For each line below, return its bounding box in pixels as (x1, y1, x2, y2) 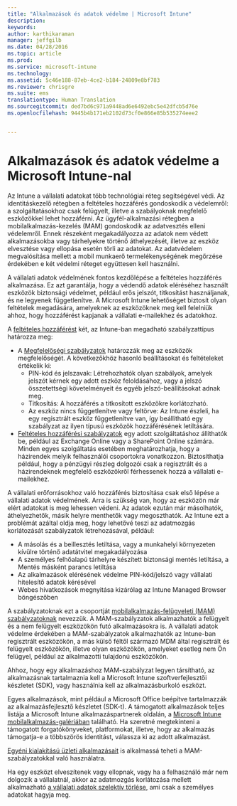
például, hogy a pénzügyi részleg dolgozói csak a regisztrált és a (17, 460, 208, 468)
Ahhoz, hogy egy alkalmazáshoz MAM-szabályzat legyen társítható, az (7, 666, 215, 674)
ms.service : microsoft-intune (7, 63, 97, 70)
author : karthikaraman (7, 30, 75, 38)
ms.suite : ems (7, 90, 50, 97)
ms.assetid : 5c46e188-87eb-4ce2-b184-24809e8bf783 (7, 76, 160, 84)
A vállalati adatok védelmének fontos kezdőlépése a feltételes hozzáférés (7, 273, 222, 282)
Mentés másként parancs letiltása (17, 563, 116, 571)
